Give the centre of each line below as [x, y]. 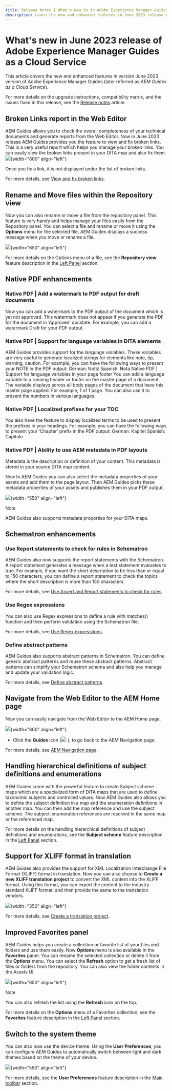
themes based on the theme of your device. [51, 1057]
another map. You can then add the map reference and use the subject [80, 808]
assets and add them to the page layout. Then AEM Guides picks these [80, 482]
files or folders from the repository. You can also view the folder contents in [85, 967]
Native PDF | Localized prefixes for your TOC [62, 409]
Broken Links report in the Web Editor [66, 119]
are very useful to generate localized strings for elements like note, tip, [80, 358]
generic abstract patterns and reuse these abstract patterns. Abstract [79, 661]
